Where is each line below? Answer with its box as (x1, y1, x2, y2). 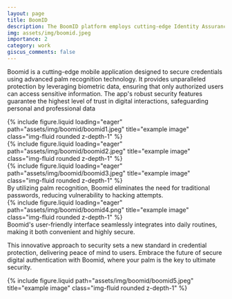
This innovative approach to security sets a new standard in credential (7, 241, 207, 249)
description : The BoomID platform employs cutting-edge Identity (7, 23, 199, 30)
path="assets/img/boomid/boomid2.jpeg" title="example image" (7, 146, 191, 155)
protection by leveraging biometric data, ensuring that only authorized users (7, 82, 224, 90)
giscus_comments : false (7, 49, 76, 56)
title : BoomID (7, 17, 48, 23)
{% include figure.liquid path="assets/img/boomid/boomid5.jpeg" (7, 276, 194, 284)
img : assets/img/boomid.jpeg (7, 29, 91, 37)
